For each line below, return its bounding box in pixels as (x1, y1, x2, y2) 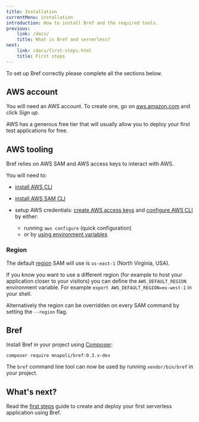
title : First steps (17, 53, 66, 59)
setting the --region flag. (6, 308, 68, 315)
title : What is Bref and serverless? (17, 36, 111, 42)
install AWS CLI (14, 184, 52, 191)
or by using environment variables (23, 231, 108, 238)
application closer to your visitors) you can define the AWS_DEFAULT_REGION (6, 277, 186, 285)
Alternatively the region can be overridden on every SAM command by (6, 301, 180, 308)
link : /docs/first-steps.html (17, 48, 92, 54)
